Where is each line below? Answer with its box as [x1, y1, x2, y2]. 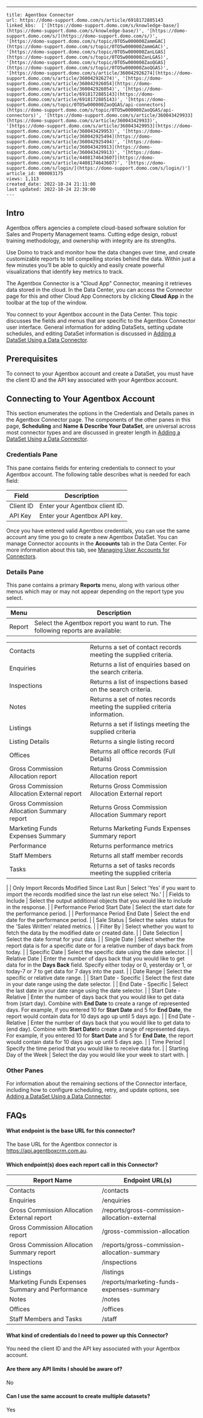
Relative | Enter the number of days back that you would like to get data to [6, 1019, 191, 1026]
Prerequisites [6, 354, 58, 364]
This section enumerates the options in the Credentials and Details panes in [6, 410, 195, 417]
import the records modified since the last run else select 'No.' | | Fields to [6, 891, 190, 898]
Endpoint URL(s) [123, 1176, 172, 1185]
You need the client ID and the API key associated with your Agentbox [6, 1345, 180, 1352]
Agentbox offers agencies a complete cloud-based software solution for [6, 224, 186, 231]
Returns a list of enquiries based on [89, 660, 190, 669]
